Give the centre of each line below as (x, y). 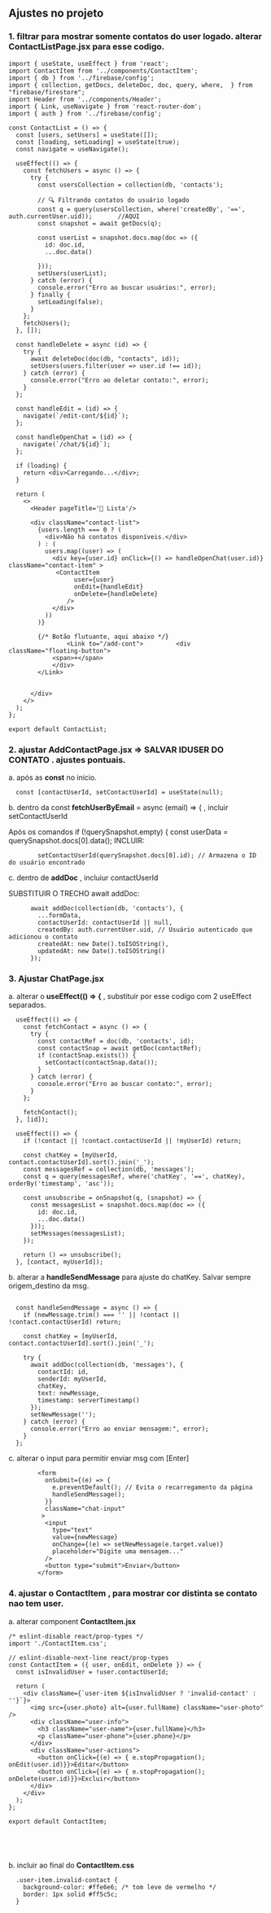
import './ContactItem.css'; (58, 1644)
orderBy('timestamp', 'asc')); (61, 1184)
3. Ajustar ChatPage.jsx (56, 978)
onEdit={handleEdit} (109, 587)
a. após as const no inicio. (53, 777)
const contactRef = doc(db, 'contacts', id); (116, 1041)
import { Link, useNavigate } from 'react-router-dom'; (105, 106)
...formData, (60, 915)
